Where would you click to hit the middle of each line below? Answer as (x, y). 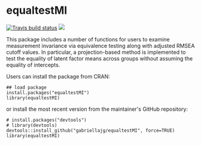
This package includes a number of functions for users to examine (88, 39)
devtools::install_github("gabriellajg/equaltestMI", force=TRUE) (91, 130)
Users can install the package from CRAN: (58, 76)
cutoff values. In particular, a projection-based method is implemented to (96, 52)
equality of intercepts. (33, 65)
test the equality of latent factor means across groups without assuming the (100, 58)
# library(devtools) (32, 125)
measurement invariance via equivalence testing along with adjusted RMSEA (100, 46)
